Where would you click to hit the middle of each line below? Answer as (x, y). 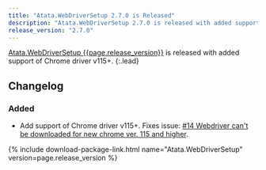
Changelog (36, 86)
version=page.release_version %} (63, 158)
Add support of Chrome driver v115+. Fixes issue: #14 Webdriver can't (134, 126)
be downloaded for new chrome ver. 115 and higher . (104, 134)
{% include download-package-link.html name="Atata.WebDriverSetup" (125, 149)
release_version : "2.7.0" (51, 30)
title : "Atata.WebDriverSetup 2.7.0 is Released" (92, 15)
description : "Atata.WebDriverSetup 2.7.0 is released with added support (134, 23)
